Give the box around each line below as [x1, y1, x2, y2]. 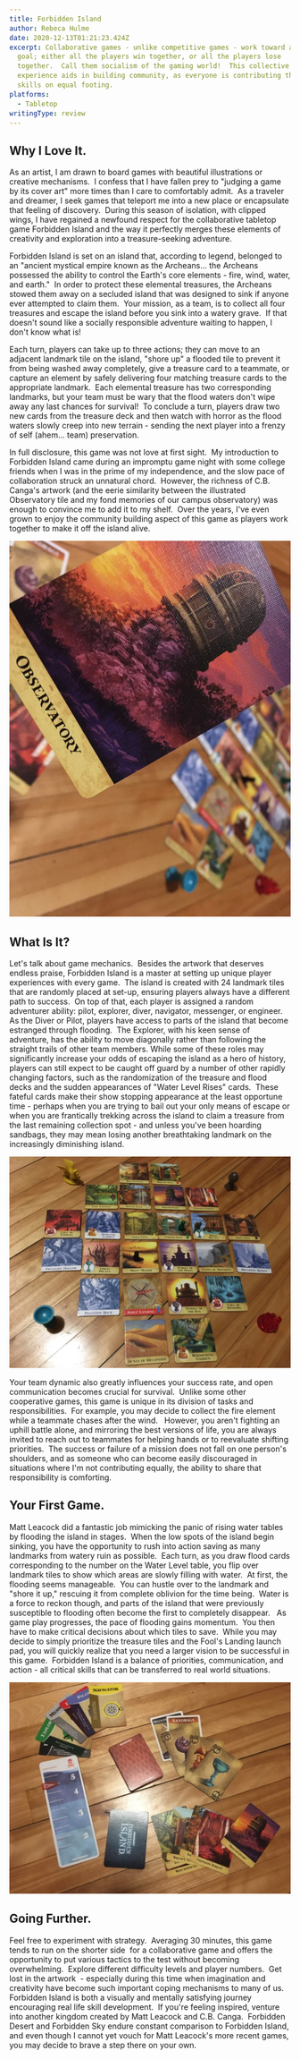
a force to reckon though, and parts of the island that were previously [9, 1597, 265, 1608]
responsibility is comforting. [9, 1472, 112, 1483]
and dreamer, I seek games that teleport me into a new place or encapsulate [9, 195, 290, 206]
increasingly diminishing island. [9, 1139, 125, 1149]
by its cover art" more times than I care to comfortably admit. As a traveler [9, 186, 284, 197]
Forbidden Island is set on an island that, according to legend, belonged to [9, 251, 283, 261]
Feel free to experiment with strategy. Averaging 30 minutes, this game [9, 1935, 272, 1945]
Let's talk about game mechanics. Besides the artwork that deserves [9, 958, 264, 968]
